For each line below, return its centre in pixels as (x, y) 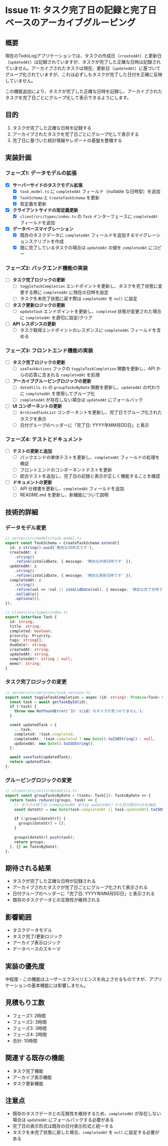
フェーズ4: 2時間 (29, 1034)
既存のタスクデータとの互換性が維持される (56, 900)
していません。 (20, 81)
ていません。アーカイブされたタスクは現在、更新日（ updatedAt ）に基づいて (83, 68)
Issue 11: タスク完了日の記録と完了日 (81, 10)
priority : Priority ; (31, 635)
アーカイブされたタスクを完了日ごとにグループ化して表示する (75, 134)
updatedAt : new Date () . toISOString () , (54, 743)
